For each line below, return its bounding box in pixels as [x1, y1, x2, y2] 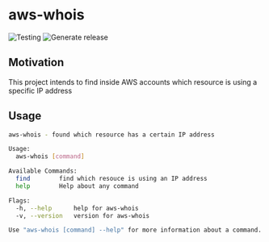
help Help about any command [15, 181, 139, 190]
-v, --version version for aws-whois [15, 211, 150, 219]
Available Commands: [8, 167, 78, 175]
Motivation [8, 56, 65, 69]
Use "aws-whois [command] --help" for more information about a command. [8, 226, 263, 235]
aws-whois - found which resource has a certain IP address [8, 131, 216, 139]
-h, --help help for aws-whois [15, 204, 139, 212]
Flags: [8, 196, 31, 205]
